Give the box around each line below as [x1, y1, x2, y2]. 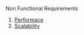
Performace [14, 16, 44, 23]
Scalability [14, 23, 40, 29]
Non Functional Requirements [5, 5, 79, 12]
